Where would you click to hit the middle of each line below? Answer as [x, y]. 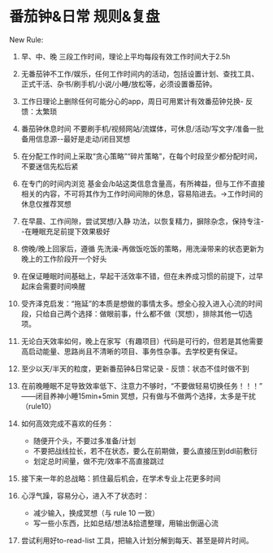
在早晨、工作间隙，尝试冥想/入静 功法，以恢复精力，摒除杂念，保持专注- [143, 221]
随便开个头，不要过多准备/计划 [84, 441]
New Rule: [26, 39]
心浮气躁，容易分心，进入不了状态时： [85, 495]
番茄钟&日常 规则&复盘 [85, 17]
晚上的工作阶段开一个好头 [64, 259]
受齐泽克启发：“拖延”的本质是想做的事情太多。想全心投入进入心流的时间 [142, 303]
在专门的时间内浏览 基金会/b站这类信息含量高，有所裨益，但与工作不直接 [143, 183]
